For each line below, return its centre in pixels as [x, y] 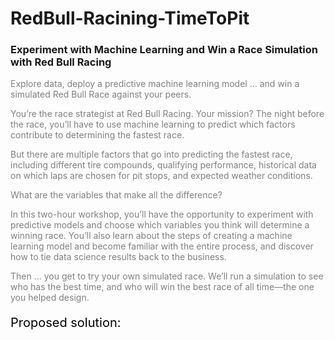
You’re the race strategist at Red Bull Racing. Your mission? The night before [167, 114]
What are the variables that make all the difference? [116, 195]
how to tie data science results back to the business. [118, 257]
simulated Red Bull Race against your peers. [101, 94]
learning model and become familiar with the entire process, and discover [162, 246]
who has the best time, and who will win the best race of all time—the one [162, 287]
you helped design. [50, 298]
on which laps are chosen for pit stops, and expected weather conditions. [161, 176]
